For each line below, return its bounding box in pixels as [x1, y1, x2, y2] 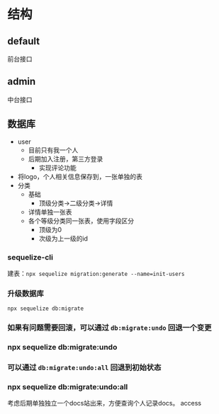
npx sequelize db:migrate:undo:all [7, 381, 128, 391]
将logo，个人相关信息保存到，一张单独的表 [17, 172, 143, 180]
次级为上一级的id [38, 234, 89, 243]
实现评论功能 [38, 163, 77, 172]
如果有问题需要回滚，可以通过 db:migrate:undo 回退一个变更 [7, 323, 212, 333]
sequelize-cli [7, 252, 53, 262]
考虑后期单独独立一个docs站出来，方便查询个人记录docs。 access [7, 399, 202, 408]
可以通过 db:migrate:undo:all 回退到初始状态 [7, 362, 162, 372]
